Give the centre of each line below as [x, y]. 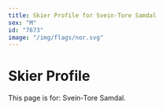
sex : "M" [22, 23]
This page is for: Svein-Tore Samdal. [67, 98]
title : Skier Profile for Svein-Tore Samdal [82, 15]
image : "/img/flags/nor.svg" [56, 37]
